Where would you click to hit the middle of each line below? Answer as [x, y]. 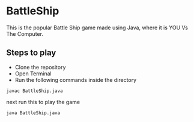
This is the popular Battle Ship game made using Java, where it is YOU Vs [97, 28]
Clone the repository [40, 67]
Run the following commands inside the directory [76, 80]
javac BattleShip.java [35, 91]
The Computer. [25, 33]
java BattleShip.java [33, 113]
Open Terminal [33, 74]
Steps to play [31, 53]
